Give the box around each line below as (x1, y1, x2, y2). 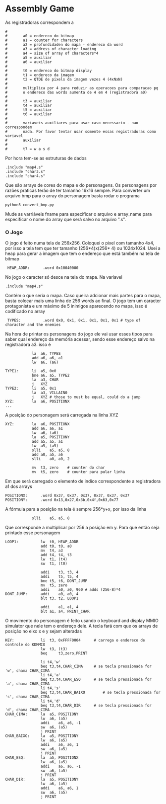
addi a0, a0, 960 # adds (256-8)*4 (40, 587, 121, 592)
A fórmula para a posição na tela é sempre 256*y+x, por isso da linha (5, 506, 147, 512)
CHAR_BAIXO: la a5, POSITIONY (5, 733, 79, 738)
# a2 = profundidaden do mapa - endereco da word (5, 42, 123, 47)
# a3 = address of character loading (5, 46, 97, 51)
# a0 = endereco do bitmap (5, 33, 74, 38)
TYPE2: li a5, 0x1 (5, 386, 56, 391)
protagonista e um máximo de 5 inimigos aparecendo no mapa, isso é (5, 303, 148, 309)
